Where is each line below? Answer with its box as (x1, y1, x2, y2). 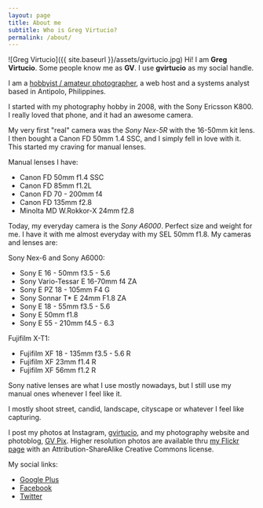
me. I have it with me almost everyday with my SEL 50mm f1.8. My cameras (8, 229, 251, 239)
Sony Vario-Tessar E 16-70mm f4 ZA (19, 276, 137, 287)
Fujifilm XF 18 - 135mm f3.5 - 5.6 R (19, 349, 131, 358)
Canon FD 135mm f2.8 (19, 198, 93, 207)
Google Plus (19, 475, 60, 484)
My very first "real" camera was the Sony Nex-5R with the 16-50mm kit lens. (8, 126, 255, 135)
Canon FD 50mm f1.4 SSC (19, 173, 104, 182)
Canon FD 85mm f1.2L (19, 181, 92, 191)
